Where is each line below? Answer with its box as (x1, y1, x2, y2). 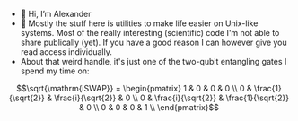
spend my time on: (20, 65, 90, 76)
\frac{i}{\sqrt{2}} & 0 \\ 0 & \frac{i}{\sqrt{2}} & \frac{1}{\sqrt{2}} (53, 92, 290, 103)
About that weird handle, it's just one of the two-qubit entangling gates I (20, 56, 287, 66)
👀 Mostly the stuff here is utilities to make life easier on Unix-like (20, 18, 259, 29)
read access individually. (20, 47, 112, 57)
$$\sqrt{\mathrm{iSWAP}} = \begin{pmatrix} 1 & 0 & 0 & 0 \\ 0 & (15, 83, 252, 93)
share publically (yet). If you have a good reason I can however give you (20, 37, 287, 48)
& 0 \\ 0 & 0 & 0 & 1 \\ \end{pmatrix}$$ (78, 102, 220, 112)
